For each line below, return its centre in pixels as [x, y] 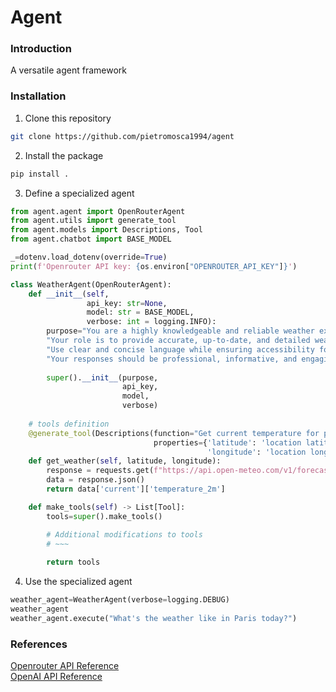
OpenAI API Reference [56, 677]
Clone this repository [68, 118]
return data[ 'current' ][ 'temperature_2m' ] [136, 489]
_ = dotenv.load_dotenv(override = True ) [89, 257]
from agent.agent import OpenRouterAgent [98, 211]
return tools [73, 562]
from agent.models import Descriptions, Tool [106, 230]
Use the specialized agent [78, 582]
